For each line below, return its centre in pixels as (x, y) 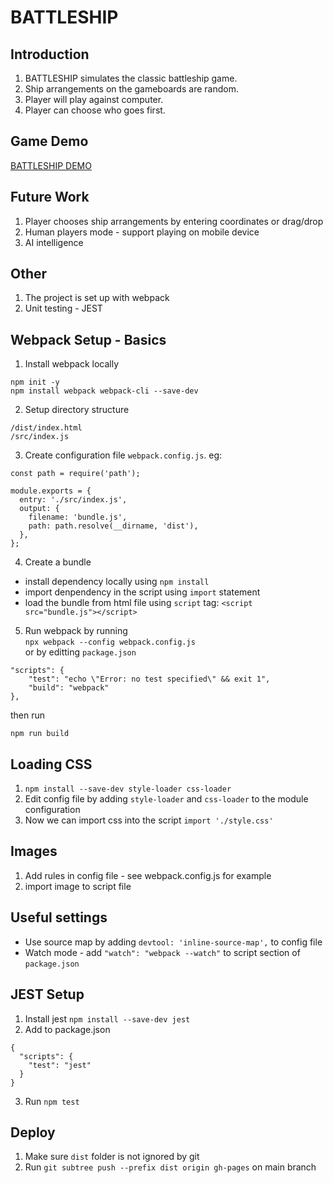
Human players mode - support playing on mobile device (142, 232)
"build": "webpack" (69, 688)
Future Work (50, 197)
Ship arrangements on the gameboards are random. (131, 89)
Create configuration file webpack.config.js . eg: (123, 455)
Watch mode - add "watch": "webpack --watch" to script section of (162, 952)
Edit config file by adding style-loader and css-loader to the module (166, 799)
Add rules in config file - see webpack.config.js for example (148, 875)
